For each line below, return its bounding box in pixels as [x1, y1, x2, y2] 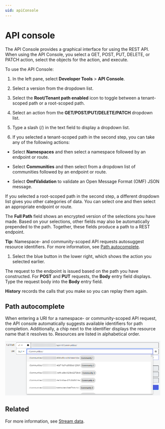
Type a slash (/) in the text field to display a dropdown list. [12, 124, 130, 130]
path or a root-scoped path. [29, 100, 85, 106]
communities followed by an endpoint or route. [12, 169, 107, 175]
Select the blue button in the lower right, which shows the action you [12, 253, 152, 259]
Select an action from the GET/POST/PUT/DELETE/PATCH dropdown [12, 109, 153, 115]
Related [5, 405, 30, 414]
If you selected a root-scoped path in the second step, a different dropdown [5, 193, 160, 199]
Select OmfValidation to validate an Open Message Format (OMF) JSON [12, 178, 160, 184]
